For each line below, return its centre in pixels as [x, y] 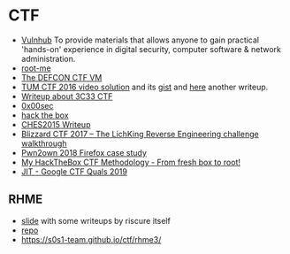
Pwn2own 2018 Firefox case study [84, 152]
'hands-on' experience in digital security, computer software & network [151, 49]
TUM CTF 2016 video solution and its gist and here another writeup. [145, 87]
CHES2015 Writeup [56, 124]
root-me [36, 68]
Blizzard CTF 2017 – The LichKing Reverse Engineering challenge [140, 134]
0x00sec [37, 105]
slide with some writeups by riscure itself [96, 220]
